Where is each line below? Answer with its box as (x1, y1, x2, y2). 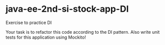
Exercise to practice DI (5, 20, 52, 25)
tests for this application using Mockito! (5, 34, 86, 40)
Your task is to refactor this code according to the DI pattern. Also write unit (5, 29, 160, 35)
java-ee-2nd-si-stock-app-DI (5, 3, 129, 15)
